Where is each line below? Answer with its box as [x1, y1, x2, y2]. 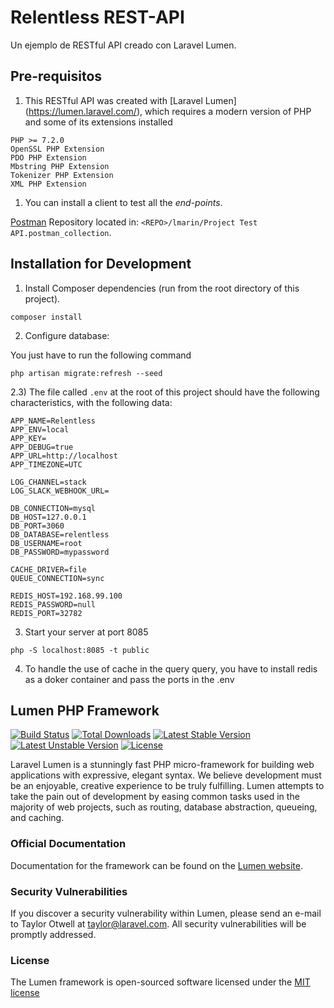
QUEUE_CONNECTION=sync [10, 573, 105, 583]
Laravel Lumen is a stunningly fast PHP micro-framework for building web [10, 759, 315, 771]
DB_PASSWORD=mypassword [10, 547, 110, 557]
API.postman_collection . [10, 226, 112, 238]
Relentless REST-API [10, 6, 185, 29]
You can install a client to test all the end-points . [24, 196, 223, 208]
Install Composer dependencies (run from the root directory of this [24, 282, 300, 294]
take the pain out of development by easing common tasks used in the [10, 791, 300, 803]
